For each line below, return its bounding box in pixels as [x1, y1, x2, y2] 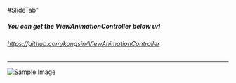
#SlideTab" [7, 6, 39, 14]
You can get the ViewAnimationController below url [7, 22, 161, 30]
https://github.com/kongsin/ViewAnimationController [7, 39, 160, 47]
